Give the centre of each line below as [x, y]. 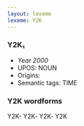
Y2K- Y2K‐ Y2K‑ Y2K [37, 116]
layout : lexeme [29, 14]
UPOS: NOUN [37, 68]
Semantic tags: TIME [47, 82]
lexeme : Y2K [24, 20]
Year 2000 [33, 60]
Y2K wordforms [35, 101]
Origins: [29, 75]
